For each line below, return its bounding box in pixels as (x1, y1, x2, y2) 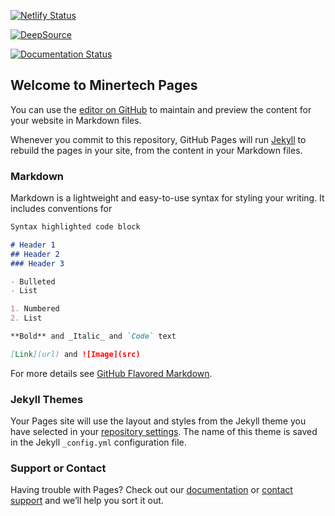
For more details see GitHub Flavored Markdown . (10, 367, 213, 379)
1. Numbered (10, 304, 60, 314)
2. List (10, 313, 43, 324)
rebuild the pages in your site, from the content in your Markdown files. (10, 144, 303, 156)
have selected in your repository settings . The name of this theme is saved (10, 426, 318, 438)
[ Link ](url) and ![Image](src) (10, 349, 141, 359)
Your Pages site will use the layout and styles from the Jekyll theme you (10, 415, 307, 427)
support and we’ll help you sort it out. (10, 495, 164, 507)
